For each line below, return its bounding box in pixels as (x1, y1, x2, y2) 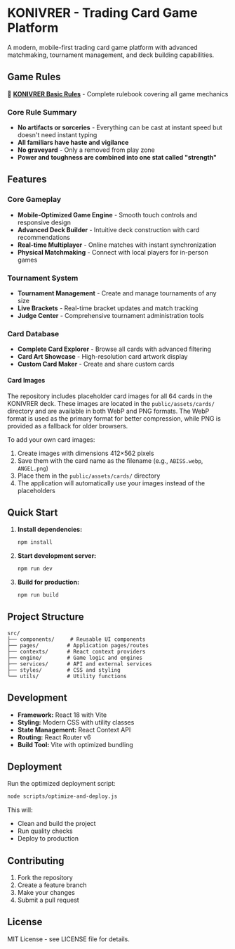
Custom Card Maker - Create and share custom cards (17, 360, 175, 369)
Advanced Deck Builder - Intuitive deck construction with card (17, 225, 200, 234)
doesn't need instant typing (17, 131, 98, 139)
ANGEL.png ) (17, 464, 49, 472)
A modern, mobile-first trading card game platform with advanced (7, 43, 198, 51)
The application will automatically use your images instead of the (17, 478, 206, 487)
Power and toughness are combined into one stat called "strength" (17, 153, 217, 162)
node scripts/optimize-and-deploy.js (7, 793, 118, 800)
